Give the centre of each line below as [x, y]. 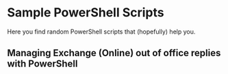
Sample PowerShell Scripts [86, 13]
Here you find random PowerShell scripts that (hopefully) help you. [101, 32]
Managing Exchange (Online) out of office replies [114, 53]
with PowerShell [42, 64]
